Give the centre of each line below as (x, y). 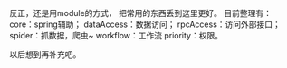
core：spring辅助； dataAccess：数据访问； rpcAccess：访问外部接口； (145, 24)
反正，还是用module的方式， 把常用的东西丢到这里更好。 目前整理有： (140, 13)
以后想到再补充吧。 (45, 55)
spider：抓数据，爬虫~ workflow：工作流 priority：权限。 (116, 35)
